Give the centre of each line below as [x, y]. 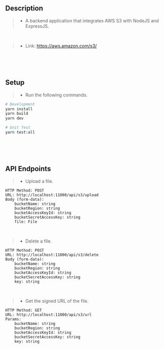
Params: [13, 319]
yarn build [17, 114]
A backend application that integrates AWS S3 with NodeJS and [92, 20]
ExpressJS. [37, 26]
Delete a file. [38, 241]
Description [24, 8]
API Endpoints [28, 169]
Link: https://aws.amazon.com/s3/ [61, 46]
